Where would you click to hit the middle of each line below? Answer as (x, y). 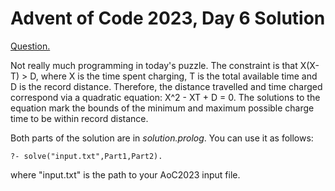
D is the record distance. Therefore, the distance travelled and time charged (166, 86)
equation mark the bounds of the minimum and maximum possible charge (162, 108)
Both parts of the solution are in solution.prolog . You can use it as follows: (162, 138)
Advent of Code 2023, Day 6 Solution (168, 18)
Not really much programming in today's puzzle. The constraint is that (154, 65)
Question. (30, 46)
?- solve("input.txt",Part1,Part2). (86, 156)
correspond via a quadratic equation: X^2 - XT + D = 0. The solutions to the (165, 97)
